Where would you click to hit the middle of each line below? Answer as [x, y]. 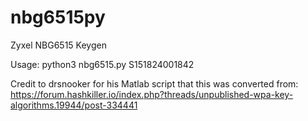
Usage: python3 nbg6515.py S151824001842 [102, 64]
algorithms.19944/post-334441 [74, 105]
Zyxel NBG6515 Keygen [58, 45]
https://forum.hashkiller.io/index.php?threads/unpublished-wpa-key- [152, 94]
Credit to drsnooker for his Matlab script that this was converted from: [154, 83]
